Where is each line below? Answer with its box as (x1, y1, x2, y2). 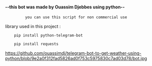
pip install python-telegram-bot (14, 33, 83, 38)
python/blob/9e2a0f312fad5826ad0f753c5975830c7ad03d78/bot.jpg (5, 56, 148, 62)
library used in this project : (5, 24, 61, 30)
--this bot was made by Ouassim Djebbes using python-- (5, 4, 125, 10)
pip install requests (14, 42, 58, 47)
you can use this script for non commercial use (25, 15, 127, 20)
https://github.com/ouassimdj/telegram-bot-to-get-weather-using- (5, 50, 142, 56)
